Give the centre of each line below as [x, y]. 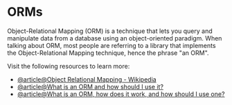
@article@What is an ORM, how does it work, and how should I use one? [121, 94]
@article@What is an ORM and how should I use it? [90, 86]
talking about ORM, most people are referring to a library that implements [111, 45]
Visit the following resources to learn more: [69, 66]
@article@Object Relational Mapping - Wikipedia [87, 79]
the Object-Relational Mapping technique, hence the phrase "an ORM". [108, 53]
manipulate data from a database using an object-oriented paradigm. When [115, 38]
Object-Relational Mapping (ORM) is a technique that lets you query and [110, 31]
